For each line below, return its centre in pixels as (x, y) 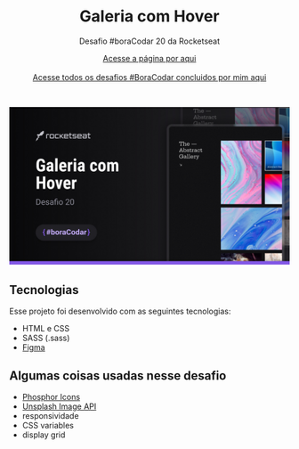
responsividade (50, 416)
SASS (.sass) (46, 338)
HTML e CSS (46, 329)
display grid (44, 435)
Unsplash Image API (59, 406)
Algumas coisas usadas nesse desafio (118, 376)
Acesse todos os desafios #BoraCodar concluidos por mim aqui (149, 77)
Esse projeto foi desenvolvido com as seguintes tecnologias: (120, 311)
